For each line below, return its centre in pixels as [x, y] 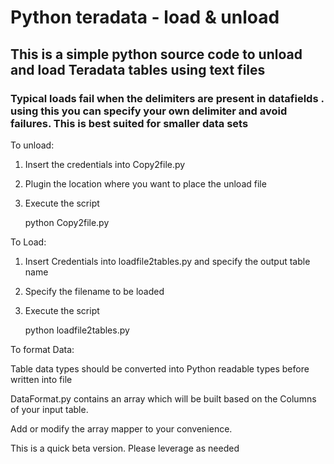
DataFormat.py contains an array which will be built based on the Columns [163, 398]
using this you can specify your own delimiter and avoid [149, 111]
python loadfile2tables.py [77, 330]
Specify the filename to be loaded [94, 291]
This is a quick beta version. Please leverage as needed [125, 448]
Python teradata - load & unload [145, 17]
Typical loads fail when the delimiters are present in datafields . [167, 98]
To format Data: [42, 349]
